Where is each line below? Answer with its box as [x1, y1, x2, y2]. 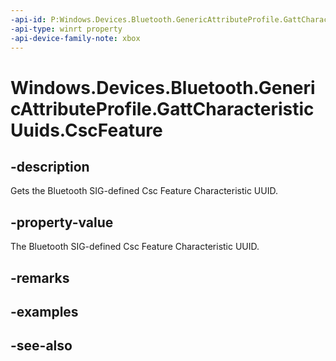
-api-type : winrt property [10, 24, 123, 34]
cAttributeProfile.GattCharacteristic [10, 97, 315, 120]
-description [10, 158, 90, 175]
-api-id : [10, 14, 47, 25]
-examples [10, 303, 79, 320]
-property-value [10, 214, 114, 231]
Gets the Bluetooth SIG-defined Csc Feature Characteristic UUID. [10, 185, 278, 197]
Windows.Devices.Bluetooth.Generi [10, 76, 316, 99]
